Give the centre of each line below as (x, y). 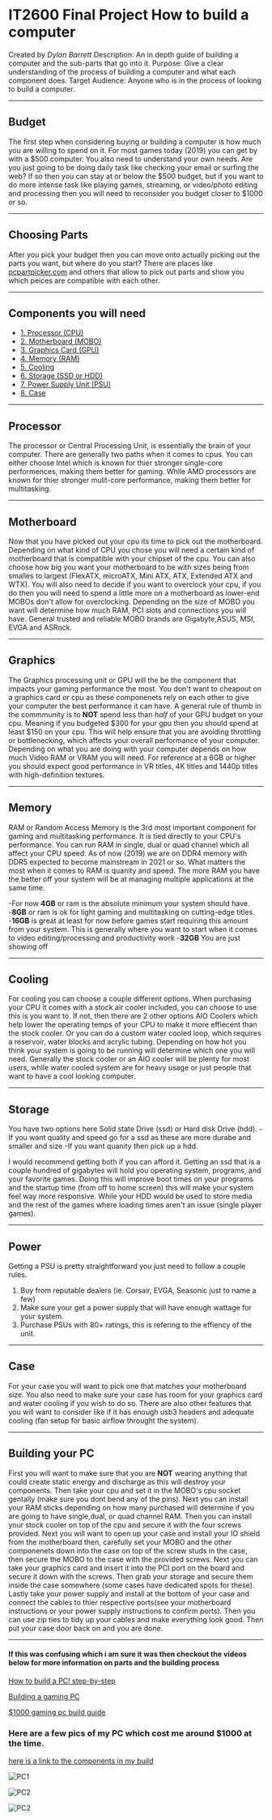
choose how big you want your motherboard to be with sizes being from (129, 567)
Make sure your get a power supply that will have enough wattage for (136, 1308)
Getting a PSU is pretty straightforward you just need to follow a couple (127, 1267)
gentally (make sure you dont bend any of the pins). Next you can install (128, 1499)
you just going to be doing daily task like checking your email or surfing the (134, 167)
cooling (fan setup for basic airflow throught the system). (104, 1421)
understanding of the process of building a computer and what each (122, 71)
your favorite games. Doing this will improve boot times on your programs (131, 1179)
